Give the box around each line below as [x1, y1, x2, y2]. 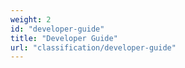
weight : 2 [10, 14, 52, 25]
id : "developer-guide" [10, 24, 105, 34]
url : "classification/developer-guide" [10, 42, 177, 53]
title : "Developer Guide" [10, 33, 118, 43]
